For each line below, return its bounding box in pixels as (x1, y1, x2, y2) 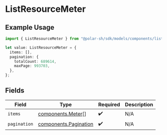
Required (98, 101, 120, 108)
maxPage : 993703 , (14, 63, 50, 69)
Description (125, 101, 153, 108)
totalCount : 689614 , (14, 59, 57, 64)
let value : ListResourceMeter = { (5, 45, 77, 50)
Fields (5, 87, 25, 95)
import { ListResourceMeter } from (5, 36, 79, 41)
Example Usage (5, 23, 55, 32)
